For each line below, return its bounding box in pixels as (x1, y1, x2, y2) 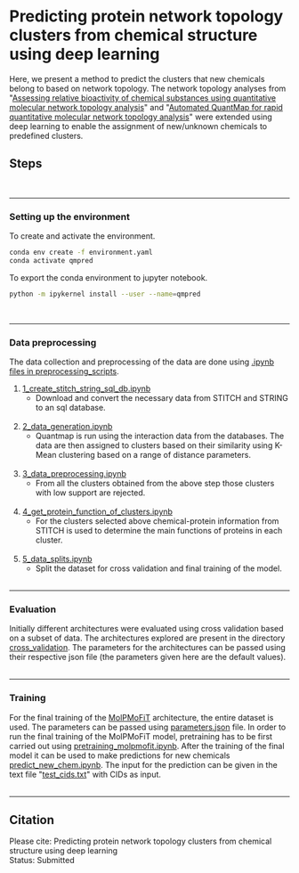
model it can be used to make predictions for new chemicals (9, 750, 230, 761)
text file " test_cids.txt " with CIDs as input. (9, 769, 162, 779)
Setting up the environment (9, 210, 131, 223)
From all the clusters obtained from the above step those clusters (35, 477, 275, 488)
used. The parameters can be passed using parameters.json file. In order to (9, 722, 287, 732)
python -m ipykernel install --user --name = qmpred (9, 290, 201, 298)
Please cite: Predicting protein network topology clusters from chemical (9, 836, 272, 847)
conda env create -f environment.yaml (9, 248, 153, 257)
